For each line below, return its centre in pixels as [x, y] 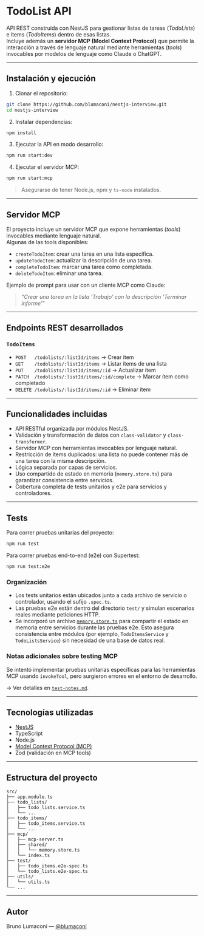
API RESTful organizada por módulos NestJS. [72, 429]
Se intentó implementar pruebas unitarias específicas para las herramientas [101, 669]
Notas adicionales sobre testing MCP [62, 656]
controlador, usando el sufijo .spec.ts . [63, 602]
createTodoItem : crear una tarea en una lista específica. [84, 254]
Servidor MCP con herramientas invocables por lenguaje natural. [96, 448]
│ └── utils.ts [28, 882]
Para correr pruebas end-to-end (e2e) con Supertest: [73, 555]
